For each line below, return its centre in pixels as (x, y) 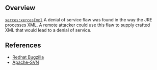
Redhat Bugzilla (28, 57)
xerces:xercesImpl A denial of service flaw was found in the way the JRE (79, 19)
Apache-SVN (26, 62)
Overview (20, 8)
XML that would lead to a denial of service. (48, 30)
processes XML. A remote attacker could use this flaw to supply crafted (78, 25)
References (23, 45)
